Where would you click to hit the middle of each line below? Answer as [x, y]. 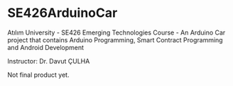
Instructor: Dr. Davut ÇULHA [49, 61]
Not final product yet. [38, 75]
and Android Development [45, 47]
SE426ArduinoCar [63, 13]
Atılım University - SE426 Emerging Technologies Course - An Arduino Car [116, 32]
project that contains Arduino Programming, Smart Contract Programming [115, 39]
